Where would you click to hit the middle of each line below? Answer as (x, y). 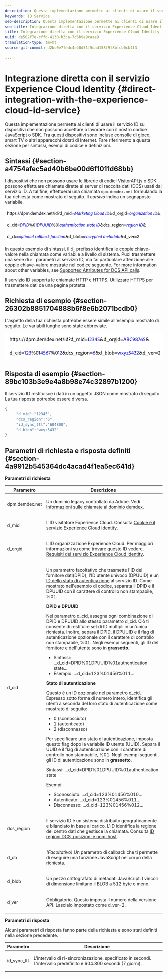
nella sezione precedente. (32, 935)
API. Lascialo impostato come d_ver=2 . (86, 905)
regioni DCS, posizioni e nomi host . (82, 836)
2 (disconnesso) (71, 729)
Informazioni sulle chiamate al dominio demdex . (95, 507)
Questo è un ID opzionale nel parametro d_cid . (94, 693)
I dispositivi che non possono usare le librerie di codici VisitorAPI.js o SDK (81, 181)
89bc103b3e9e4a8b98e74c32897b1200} (71, 382)
